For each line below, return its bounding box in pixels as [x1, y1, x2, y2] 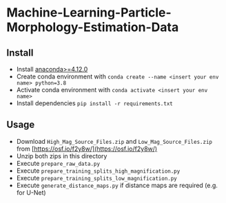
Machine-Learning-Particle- [6, 5, 172, 21]
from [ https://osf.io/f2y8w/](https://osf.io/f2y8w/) [16, 145, 158, 153]
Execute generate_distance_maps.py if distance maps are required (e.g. [16, 181, 218, 189]
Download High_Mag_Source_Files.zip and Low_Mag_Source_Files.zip [16, 137, 213, 145]
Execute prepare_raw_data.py [16, 159, 101, 167]
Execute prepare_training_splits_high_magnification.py [16, 167, 181, 175]
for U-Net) [16, 188, 46, 197]
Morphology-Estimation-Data [6, 19, 179, 35]
